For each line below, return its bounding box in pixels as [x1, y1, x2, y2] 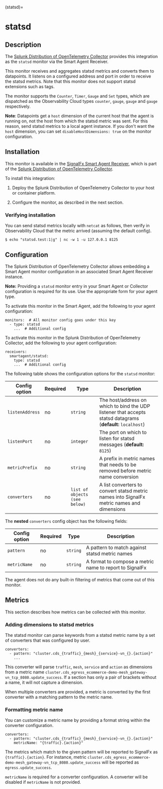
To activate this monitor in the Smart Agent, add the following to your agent [5, 303, 155, 309]
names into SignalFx [99, 493, 146, 500]
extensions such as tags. [5, 84, 55, 89]
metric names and [99, 499, 141, 506]
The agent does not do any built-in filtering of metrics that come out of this [5, 576, 155, 582]
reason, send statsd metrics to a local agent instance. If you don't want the [5, 123, 155, 129]
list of [70, 487, 88, 492]
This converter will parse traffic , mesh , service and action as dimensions [5, 664, 153, 670]
